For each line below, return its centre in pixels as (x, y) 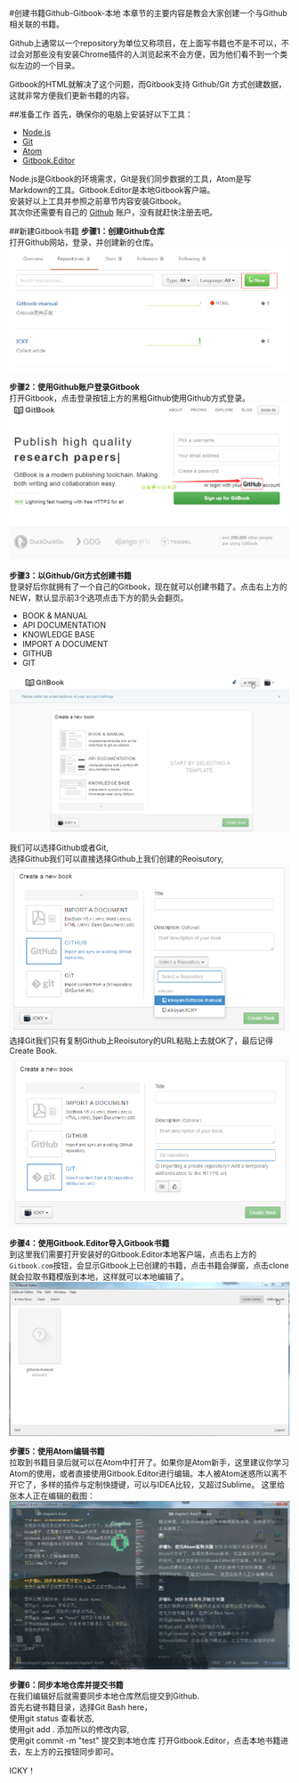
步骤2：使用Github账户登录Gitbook (75, 387)
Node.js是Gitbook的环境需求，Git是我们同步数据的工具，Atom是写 (130, 179)
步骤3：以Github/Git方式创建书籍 (70, 576)
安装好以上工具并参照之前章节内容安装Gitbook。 (98, 201)
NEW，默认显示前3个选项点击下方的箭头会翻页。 (99, 598)
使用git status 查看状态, (52, 1718)
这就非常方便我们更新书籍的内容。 (72, 95)
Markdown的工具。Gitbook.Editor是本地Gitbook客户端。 (112, 190)
